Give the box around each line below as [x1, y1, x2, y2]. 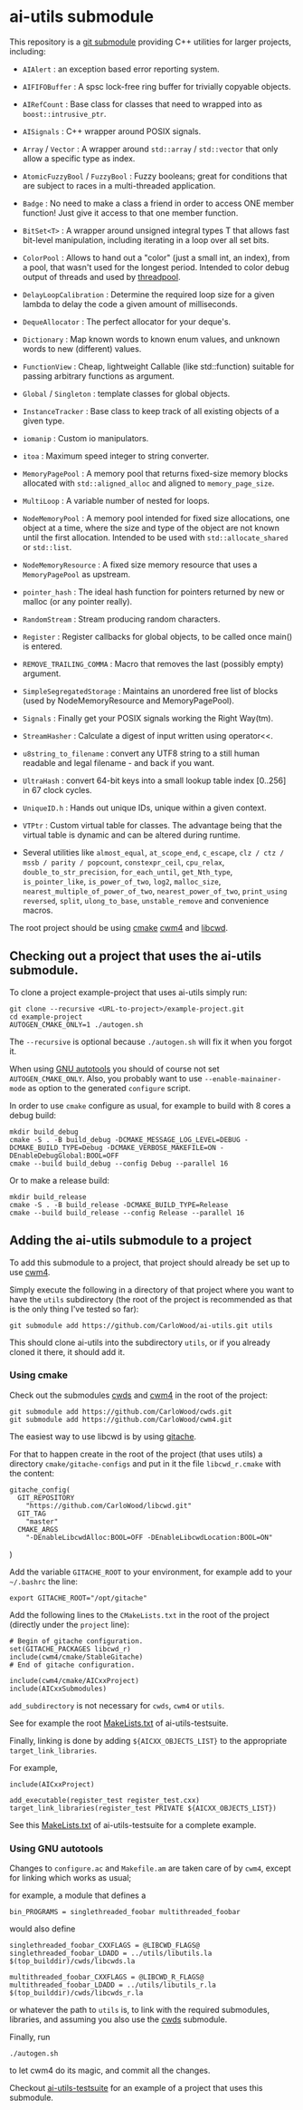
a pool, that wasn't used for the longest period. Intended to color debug [22, 261, 289, 273]
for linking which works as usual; [9, 1873, 132, 1883]
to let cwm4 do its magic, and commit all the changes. [9, 2065, 211, 2076]
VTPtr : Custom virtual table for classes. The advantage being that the [22, 819, 282, 830]
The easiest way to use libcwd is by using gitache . [9, 1430, 197, 1442]
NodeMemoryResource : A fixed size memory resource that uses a [22, 559, 258, 570]
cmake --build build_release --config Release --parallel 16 [9, 1208, 245, 1217]
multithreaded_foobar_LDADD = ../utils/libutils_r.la [9, 1980, 217, 1990]
